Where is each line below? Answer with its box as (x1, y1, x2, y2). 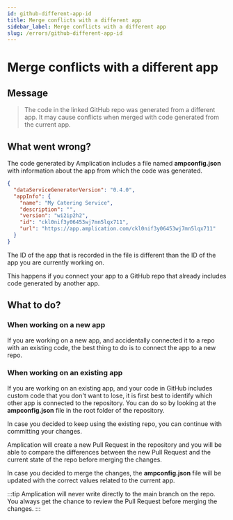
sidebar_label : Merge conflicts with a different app (7, 23, 167, 30)
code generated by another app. (7, 279, 100, 287)
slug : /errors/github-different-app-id (7, 29, 123, 37)
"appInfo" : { (13, 193, 51, 200)
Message (7, 87, 49, 99)
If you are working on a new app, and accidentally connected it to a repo (7, 336, 215, 345)
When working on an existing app (7, 368, 123, 378)
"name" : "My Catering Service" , (19, 199, 113, 206)
